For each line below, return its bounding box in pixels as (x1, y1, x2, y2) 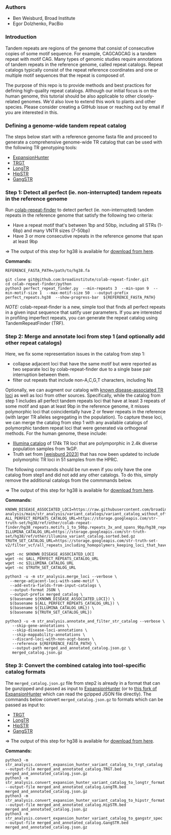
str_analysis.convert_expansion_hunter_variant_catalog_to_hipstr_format (5, 798, 165, 803)
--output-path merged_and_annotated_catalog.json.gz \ (12, 645, 131, 651)
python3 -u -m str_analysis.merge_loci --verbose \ (5, 574, 117, 579)
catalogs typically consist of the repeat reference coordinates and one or (5, 66, 159, 73)
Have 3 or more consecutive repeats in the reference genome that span (12, 233, 163, 239)
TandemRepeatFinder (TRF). (5, 320, 65, 327)
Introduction (5, 33, 37, 40)
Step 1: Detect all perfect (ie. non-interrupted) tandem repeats (5, 189, 162, 196)
